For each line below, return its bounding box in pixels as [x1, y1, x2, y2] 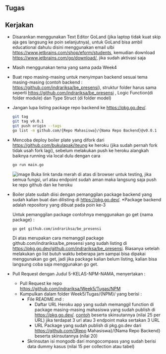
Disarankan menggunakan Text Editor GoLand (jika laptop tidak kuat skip [12, 34, 161, 40]
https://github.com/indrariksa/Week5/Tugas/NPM [19, 286, 121, 292]
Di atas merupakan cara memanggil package [12, 235, 104, 241]
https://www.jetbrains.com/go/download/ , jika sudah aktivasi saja [12, 55, 146, 61]
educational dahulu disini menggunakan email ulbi [12, 44, 115, 50]
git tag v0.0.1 [12, 119, 44, 124]
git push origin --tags [12, 123, 62, 128]
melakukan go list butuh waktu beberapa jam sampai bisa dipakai [12, 251, 146, 257]
